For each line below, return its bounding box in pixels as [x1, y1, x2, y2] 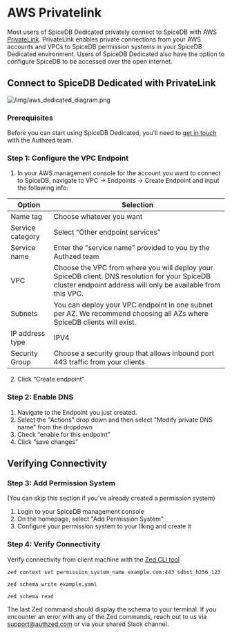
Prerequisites [7, 113, 53, 123]
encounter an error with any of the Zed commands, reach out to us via [7, 612, 207, 620]
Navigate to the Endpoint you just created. [17, 408, 137, 416]
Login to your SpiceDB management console [17, 508, 145, 516]
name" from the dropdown [17, 422, 93, 431]
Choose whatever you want [53, 212, 143, 222]
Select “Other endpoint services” [53, 227, 161, 237]
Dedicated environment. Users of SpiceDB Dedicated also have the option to [7, 50, 225, 58]
